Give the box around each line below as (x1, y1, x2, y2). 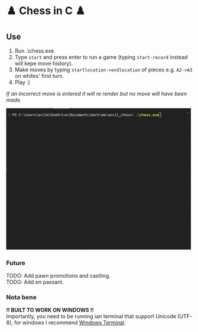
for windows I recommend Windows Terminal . (14, 319, 126, 326)
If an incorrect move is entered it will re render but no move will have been (6, 90, 187, 97)
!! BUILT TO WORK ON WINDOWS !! (6, 307, 94, 314)
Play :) (14, 79, 31, 86)
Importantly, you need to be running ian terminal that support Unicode (6, 313, 176, 320)
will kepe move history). (14, 60, 73, 67)
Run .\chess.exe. (14, 47, 56, 54)
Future (6, 259, 25, 267)
